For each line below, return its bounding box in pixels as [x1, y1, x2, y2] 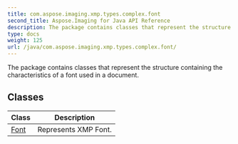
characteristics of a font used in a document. [7, 71, 139, 79]
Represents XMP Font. [37, 124, 112, 134]
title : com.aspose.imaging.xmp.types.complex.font [7, 10, 161, 18]
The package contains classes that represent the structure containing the [7, 63, 223, 71]
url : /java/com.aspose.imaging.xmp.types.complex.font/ [7, 43, 177, 51]
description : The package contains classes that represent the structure [7, 24, 232, 31]
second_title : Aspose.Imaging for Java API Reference [7, 17, 171, 24]
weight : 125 [7, 37, 43, 44]
